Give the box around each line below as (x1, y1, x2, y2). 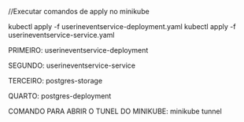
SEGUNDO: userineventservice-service (8, 61, 136, 70)
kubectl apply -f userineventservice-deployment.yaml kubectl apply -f (8, 22, 236, 31)
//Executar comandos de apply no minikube (8, 7, 150, 16)
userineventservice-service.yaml (8, 31, 115, 39)
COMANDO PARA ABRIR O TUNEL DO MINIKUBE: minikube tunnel (8, 106, 222, 116)
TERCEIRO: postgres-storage (8, 76, 103, 85)
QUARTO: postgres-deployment (8, 91, 112, 101)
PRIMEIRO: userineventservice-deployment (8, 46, 149, 54)
